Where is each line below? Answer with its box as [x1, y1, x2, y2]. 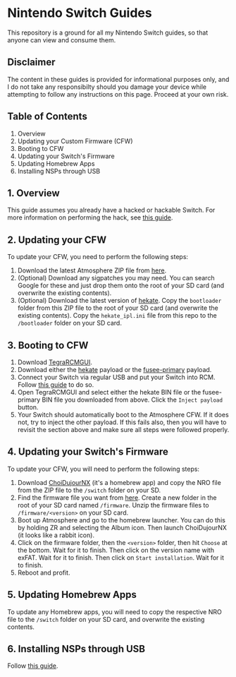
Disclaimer [7, 56, 56, 68]
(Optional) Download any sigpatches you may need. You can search [17, 274, 215, 282]
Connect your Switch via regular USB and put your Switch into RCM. [17, 373, 216, 381]
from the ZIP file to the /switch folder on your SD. [17, 486, 161, 494]
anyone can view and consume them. [7, 35, 116, 44]
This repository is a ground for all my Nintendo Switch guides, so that [7, 28, 209, 37]
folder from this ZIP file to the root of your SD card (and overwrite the [17, 304, 218, 312]
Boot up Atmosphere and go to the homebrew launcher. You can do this [17, 515, 225, 524]
